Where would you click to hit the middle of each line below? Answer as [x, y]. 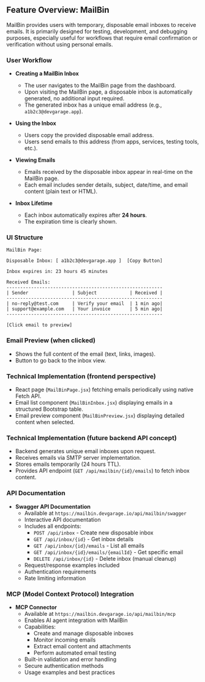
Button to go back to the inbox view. [60, 360]
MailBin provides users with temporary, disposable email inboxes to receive [101, 24]
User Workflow [29, 60]
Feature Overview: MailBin [58, 10]
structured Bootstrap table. [49, 409]
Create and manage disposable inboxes [83, 633]
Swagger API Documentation [53, 506]
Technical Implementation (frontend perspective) [81, 376]
